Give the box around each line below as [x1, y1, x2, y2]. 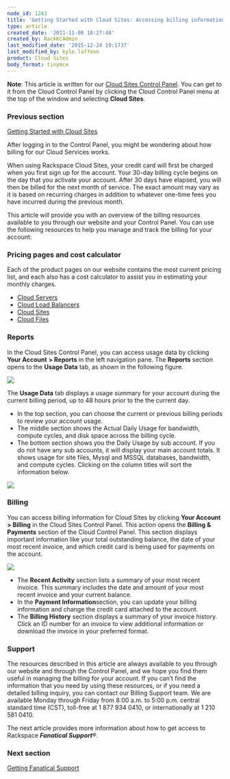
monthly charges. [7, 280, 57, 288]
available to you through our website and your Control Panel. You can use [7, 218, 214, 226]
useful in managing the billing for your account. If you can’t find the [7, 674, 197, 683]
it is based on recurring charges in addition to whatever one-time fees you [7, 190, 217, 198]
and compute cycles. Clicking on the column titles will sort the [16, 461, 192, 469]
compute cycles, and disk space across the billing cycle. [16, 431, 177, 439]
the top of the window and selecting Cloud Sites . [7, 94, 146, 103]
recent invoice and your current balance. [16, 590, 132, 598]
